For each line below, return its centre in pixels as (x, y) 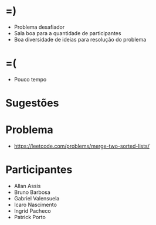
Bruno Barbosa (32, 192)
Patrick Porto (30, 217)
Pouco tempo (30, 79)
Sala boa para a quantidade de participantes (67, 33)
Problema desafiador (39, 27)
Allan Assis (27, 186)
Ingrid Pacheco (32, 211)
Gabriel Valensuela (37, 198)
